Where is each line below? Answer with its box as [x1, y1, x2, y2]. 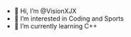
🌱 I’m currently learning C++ [14, 22, 98, 30]
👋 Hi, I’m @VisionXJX [14, 7, 77, 15]
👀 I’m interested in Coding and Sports [14, 14, 125, 23]
